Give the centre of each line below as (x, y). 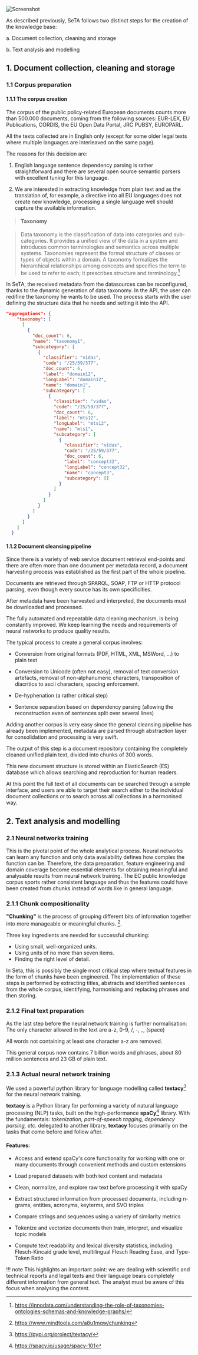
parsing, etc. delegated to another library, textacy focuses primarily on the (97, 1126)
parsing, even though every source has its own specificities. (79, 590)
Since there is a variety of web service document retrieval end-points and (95, 559)
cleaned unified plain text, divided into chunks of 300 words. (80, 755)
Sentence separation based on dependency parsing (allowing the (94, 707)
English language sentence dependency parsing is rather (84, 165)
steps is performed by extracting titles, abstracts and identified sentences (96, 983)
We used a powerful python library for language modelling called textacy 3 (96, 1088)
